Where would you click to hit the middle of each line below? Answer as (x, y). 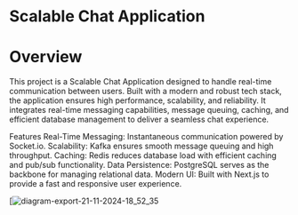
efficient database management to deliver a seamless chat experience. (139, 119)
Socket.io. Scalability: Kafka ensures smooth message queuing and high (141, 146)
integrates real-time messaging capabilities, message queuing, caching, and (149, 110)
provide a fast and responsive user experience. (96, 184)
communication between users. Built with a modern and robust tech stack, (145, 92)
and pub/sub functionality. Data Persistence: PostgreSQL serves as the (139, 165)
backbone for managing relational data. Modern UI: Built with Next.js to (139, 174)
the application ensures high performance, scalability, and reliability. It (138, 100)
